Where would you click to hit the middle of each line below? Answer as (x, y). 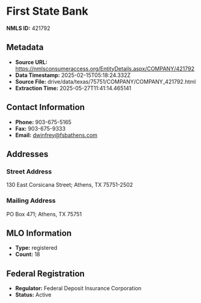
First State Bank (47, 11)
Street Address (29, 171)
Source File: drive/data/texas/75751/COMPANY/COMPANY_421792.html (105, 81)
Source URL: (31, 62)
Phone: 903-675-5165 (43, 122)
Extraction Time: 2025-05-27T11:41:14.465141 (73, 88)
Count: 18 (28, 254)
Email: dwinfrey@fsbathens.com (56, 135)
